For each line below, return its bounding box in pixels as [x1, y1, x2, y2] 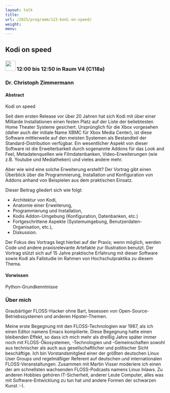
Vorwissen [5, 272, 29, 278]
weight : [5, 21, 22, 27]
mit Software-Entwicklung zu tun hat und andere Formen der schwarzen [5, 377, 156, 383]
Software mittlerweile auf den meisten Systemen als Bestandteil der [5, 134, 147, 141]
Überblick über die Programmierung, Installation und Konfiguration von [5, 172, 153, 178]
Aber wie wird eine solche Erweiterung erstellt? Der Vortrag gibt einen [5, 166, 151, 172]
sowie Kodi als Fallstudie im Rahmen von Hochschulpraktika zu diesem [5, 255, 153, 261]
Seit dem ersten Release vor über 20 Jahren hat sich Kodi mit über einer [5, 113, 156, 119]
